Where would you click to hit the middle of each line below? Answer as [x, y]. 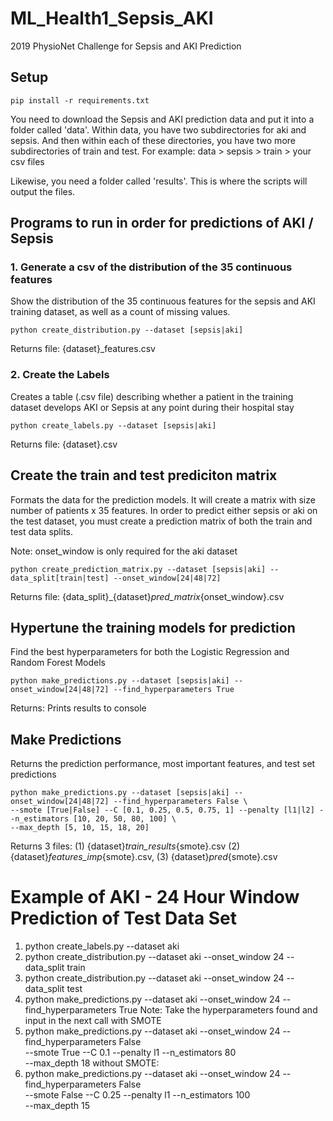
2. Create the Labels [60, 375]
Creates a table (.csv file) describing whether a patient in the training [152, 396]
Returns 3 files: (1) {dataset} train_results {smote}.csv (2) [125, 846]
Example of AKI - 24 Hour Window [155, 897]
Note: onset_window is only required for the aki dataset [124, 551]
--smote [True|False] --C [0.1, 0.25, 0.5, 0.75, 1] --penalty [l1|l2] [162, 810]
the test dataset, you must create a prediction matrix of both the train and [161, 521]
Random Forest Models [58, 663]
